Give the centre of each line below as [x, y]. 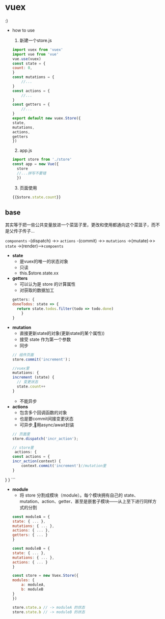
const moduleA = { [31, 517]
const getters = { [31, 105]
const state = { [29, 63]
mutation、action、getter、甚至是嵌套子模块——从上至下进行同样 [86, 501]
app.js [26, 150]
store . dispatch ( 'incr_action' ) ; [45, 439]
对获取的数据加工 [37, 290]
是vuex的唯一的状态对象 [44, 262]
